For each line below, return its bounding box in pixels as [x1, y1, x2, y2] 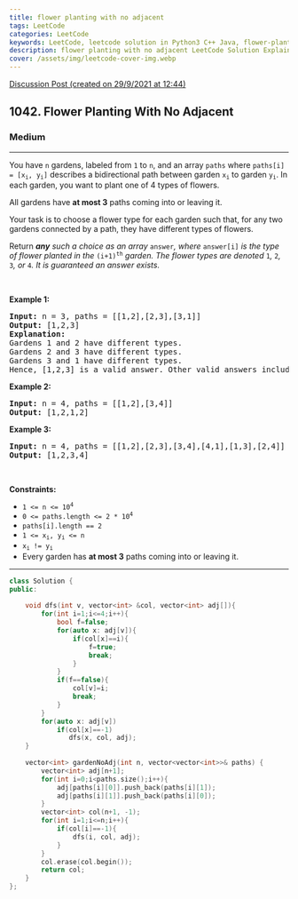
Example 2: [9, 381, 51, 392]
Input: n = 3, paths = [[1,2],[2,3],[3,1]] [9, 312, 201, 322]
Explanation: [9, 330, 67, 339]
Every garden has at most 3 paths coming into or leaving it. [21, 551, 239, 561]
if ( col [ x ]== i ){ [72, 634, 129, 643]
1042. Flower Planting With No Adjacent [9, 104, 234, 120]
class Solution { [9, 577, 74, 585]
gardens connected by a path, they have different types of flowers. [9, 224, 255, 235]
